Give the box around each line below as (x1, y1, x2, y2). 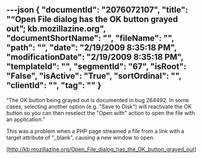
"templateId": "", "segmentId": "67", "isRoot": (6, 62, 187, 72)
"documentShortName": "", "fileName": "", (6, 33, 174, 44)
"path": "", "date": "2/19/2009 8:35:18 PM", (6, 42, 177, 53)
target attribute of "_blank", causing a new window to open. (6, 134, 155, 141)
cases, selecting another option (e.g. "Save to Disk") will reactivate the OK (6, 103, 192, 110)
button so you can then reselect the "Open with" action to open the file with (6, 109, 195, 117)
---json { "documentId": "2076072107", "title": (6, 5, 189, 15)
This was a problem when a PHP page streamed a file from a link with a (6, 127, 184, 135)
